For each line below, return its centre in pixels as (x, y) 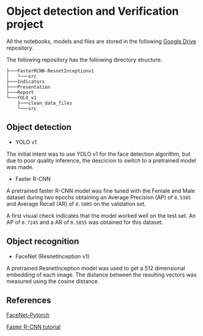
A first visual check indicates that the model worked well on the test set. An (101, 215)
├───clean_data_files (45, 103)
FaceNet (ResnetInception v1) (52, 256)
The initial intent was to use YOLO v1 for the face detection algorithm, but (98, 154)
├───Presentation (28, 87)
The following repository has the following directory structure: (84, 59)
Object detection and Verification (93, 11)
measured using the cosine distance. (53, 281)
